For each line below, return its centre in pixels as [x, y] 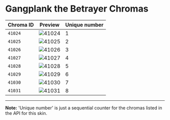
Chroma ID [21, 25]
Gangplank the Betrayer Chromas [77, 9]
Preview [50, 25]
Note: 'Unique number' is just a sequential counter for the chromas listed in [84, 108]
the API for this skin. [26, 113]
